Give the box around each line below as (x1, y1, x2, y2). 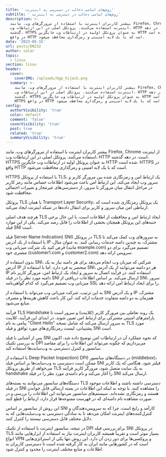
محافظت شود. (5, 190, 33, 196)
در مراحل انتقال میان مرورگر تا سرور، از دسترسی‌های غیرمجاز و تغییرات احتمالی (5, 184, 153, 190)
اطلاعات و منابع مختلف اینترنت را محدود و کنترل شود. (5, 446, 103, 452)
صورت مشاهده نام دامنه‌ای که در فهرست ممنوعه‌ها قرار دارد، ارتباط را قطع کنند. (5, 396, 153, 401)
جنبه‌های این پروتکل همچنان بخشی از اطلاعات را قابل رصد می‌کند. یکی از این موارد (5, 219, 157, 225)
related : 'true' (10, 131, 43, 136)
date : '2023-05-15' (5, 39, 46, 44)
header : (5, 67, 22, 72)
